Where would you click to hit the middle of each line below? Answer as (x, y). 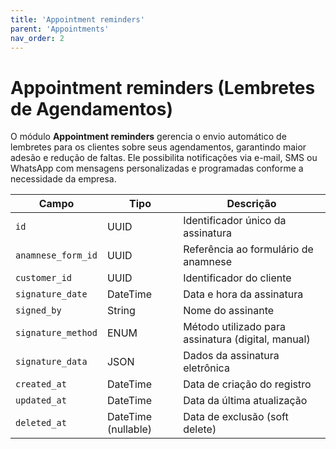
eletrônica (206, 368)
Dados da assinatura (231, 356)
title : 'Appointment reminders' (77, 19)
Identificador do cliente (237, 278)
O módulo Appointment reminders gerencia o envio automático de (148, 137)
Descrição (251, 204)
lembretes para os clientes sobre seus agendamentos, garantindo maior (158, 147)
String (121, 311)
